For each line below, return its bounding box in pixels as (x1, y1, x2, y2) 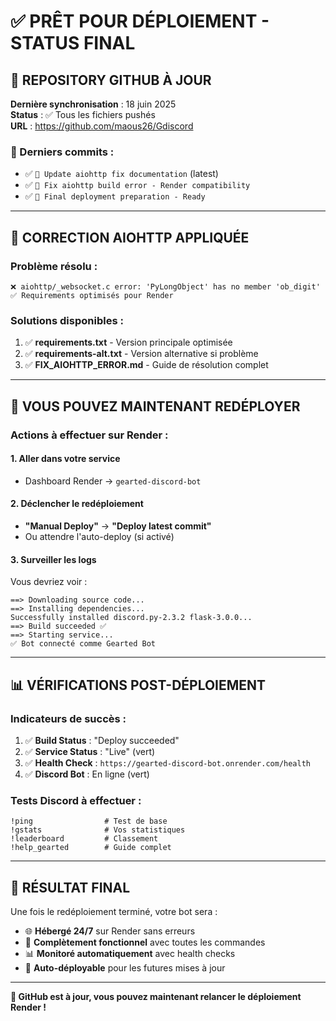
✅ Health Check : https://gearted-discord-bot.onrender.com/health (24, 756, 312, 769)
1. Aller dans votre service (10, 453, 121, 465)
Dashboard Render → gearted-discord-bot (24, 475, 202, 487)
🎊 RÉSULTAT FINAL (10, 879, 131, 896)
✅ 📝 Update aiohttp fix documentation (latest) (24, 168, 219, 180)
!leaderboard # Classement (10, 834, 159, 844)
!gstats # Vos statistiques (10, 825, 186, 835)
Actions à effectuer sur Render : (10, 428, 169, 442)
